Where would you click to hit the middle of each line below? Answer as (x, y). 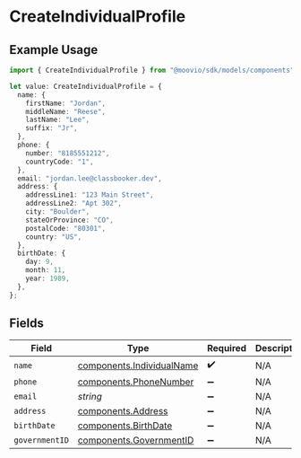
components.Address (123, 411)
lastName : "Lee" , (58, 120)
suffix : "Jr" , (52, 128)
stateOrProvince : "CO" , (70, 220)
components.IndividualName (138, 366)
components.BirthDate (125, 426)
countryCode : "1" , (60, 162)
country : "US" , (54, 237)
